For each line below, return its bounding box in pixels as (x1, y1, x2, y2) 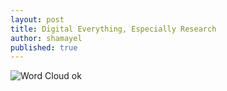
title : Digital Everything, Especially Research (10, 24, 217, 34)
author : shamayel (10, 33, 83, 43)
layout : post (10, 14, 65, 25)
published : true (10, 42, 78, 53)
